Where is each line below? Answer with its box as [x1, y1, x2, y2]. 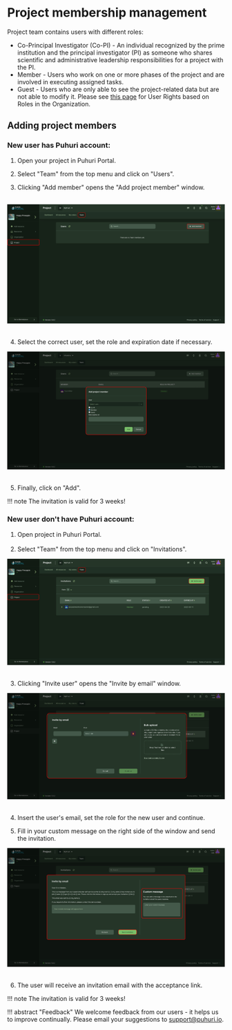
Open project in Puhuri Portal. [17, 530, 102, 538]
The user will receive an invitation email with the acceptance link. [17, 981, 202, 989]
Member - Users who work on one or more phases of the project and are [17, 70, 225, 79]
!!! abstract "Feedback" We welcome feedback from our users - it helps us [7, 1008, 219, 1016]
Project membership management [7, 5, 207, 21]
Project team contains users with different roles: [7, 28, 144, 36]
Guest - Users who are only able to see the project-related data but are [17, 85, 220, 93]
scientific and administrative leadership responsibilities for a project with [17, 55, 224, 64]
